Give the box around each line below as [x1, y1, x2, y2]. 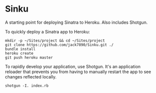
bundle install [5, 46, 36, 51]
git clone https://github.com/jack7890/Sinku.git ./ [5, 42, 114, 47]
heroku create [5, 51, 34, 56]
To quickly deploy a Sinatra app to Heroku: [5, 29, 90, 34]
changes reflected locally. [5, 74, 57, 79]
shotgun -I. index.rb [5, 83, 49, 88]
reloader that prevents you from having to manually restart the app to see [5, 69, 151, 75]
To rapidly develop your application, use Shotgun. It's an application [5, 63, 141, 69]
